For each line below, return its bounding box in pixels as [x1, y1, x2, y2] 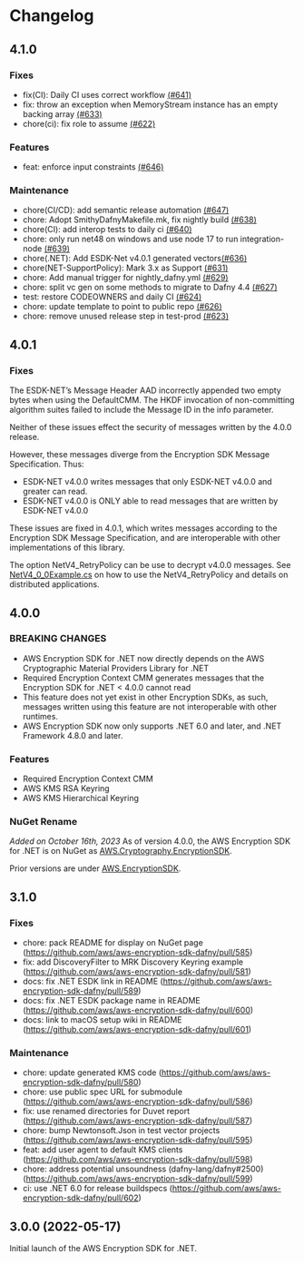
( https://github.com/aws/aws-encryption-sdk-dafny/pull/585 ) [22, 947, 253, 958]
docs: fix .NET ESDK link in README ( [22, 976, 163, 987]
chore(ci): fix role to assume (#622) [22, 118, 156, 129]
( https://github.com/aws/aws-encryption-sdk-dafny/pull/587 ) [22, 1115, 253, 1126]
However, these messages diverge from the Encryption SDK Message [9, 449, 270, 460]
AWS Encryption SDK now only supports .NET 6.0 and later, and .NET [22, 720, 282, 731]
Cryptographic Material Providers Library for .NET [22, 662, 210, 673]
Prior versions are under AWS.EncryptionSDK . [9, 863, 181, 874]
